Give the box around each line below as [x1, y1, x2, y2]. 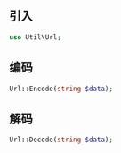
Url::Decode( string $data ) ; [9, 135, 114, 145]
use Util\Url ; [9, 32, 62, 42]
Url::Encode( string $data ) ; [9, 84, 114, 93]
